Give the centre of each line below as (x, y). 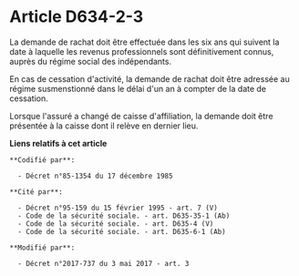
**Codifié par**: (42, 160)
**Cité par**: (36, 192)
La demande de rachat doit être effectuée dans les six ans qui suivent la (144, 42)
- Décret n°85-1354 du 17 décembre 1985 (95, 176)
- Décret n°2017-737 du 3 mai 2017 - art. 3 (103, 263)
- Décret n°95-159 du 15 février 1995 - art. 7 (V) (118, 208)
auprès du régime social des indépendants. (90, 61)
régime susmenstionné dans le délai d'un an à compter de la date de (138, 88)
